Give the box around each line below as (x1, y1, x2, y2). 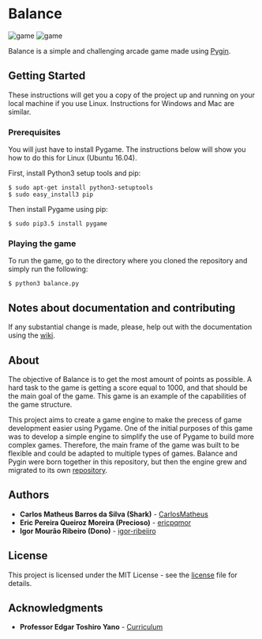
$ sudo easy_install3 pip (8, 191, 93, 199)
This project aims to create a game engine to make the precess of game (8, 414, 242, 424)
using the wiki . (8, 331, 55, 340)
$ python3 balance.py (8, 280, 80, 288)
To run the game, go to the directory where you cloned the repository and (8, 256, 248, 266)
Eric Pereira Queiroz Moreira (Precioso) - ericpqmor (19, 517, 192, 527)
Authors (8, 488, 50, 502)
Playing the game (8, 238, 77, 249)
